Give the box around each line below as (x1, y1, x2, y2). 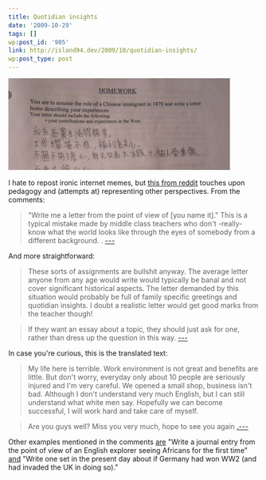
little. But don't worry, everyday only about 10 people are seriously (27, 372, 245, 382)
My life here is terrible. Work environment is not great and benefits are (27, 364, 259, 373)
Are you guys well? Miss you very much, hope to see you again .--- (27, 422, 249, 431)
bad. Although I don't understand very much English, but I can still (27, 389, 245, 399)
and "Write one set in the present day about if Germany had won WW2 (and (8, 454, 257, 463)
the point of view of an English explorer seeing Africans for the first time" (8, 446, 248, 454)
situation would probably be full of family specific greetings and (27, 292, 237, 301)
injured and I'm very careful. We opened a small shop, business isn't (27, 381, 252, 390)
